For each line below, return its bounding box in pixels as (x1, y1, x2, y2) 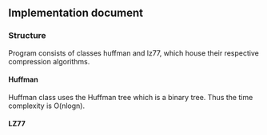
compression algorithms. (8, 56, 90, 66)
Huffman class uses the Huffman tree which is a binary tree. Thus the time (8, 92, 253, 102)
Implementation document (8, 6, 144, 20)
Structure (8, 30, 46, 41)
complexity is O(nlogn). (8, 101, 86, 110)
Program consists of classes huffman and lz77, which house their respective (8, 48, 260, 58)
